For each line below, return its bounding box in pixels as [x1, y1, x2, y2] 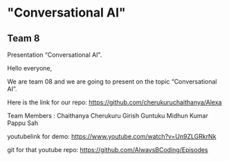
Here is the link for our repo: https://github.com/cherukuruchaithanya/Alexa [7, 98, 222, 106]
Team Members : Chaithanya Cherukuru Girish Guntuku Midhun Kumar [7, 112, 209, 120]
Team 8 [7, 32, 40, 44]
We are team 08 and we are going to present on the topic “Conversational [7, 77, 217, 86]
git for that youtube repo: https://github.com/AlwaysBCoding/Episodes [7, 146, 209, 153]
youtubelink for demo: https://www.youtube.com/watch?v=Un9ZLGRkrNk [7, 133, 217, 140]
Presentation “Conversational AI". [7, 50, 102, 59]
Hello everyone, [7, 64, 53, 72]
